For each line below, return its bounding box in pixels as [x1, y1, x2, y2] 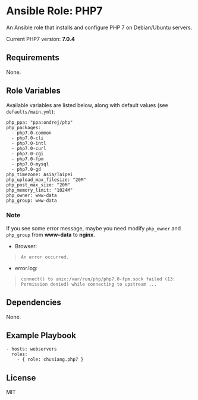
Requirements [6, 52, 59, 63]
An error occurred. [20, 254, 70, 260]
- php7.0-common [11, 130, 52, 136]
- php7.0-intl [11, 140, 46, 146]
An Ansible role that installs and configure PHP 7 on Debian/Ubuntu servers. [6, 24, 193, 31]
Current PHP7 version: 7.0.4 [6, 35, 76, 42]
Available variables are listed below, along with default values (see [6, 101, 168, 108]
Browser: [14, 242, 37, 249]
